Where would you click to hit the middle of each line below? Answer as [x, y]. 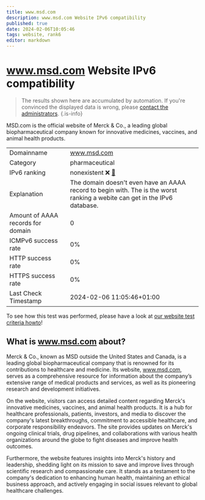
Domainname [28, 152]
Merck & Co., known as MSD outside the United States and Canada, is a [96, 356]
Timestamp [26, 301]
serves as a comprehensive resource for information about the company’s [99, 376]
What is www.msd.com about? [66, 342]
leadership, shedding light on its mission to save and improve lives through [100, 465]
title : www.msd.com [31, 12]
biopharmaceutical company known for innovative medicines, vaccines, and [102, 131]
